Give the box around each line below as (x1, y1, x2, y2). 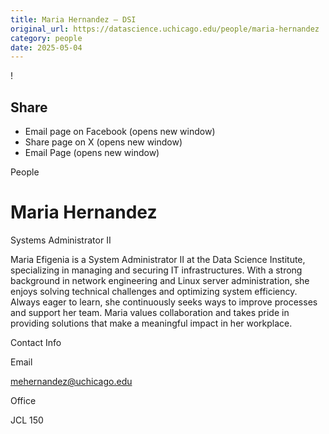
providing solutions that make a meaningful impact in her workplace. (10, 317, 293, 329)
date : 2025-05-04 (10, 42, 83, 53)
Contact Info (10, 337, 62, 348)
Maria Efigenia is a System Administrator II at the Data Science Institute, (10, 254, 306, 265)
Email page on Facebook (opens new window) (24, 126, 216, 138)
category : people (10, 33, 83, 43)
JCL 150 (10, 414, 44, 426)
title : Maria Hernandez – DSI (10, 14, 137, 25)
